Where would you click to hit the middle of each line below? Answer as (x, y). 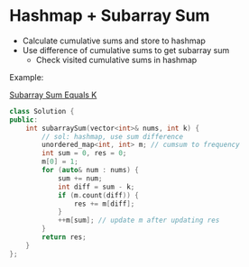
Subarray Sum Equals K (53, 95)
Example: (27, 77)
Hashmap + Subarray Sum (110, 16)
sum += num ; (80, 178)
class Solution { (42, 111)
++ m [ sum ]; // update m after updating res (138, 221)
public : (24, 120)
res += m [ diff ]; (104, 204)
